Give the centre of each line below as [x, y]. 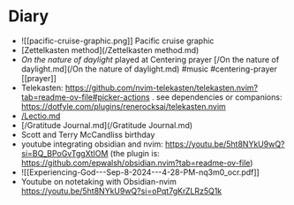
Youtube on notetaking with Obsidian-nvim [99, 181]
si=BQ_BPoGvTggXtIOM [64, 153]
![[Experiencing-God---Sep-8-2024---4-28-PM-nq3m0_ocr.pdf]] [140, 172]
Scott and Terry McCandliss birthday [88, 134]
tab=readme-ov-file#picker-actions [86, 97]
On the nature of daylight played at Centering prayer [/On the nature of [150, 59]
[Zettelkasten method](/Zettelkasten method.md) [110, 49]
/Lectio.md [41, 116]
